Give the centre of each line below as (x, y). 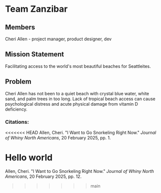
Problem (18, 82)
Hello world (29, 158)
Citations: (17, 122)
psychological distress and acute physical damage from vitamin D (72, 104)
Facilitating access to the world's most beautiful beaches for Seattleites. (78, 66)
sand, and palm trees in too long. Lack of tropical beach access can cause (80, 99)
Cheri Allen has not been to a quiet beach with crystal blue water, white (77, 93)
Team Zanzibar (36, 9)
